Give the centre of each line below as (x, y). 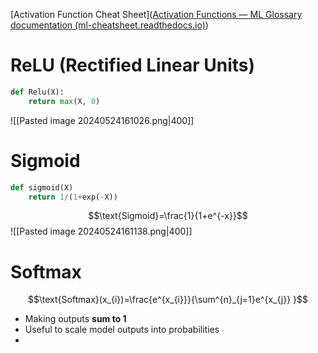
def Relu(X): (37, 92)
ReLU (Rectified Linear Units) (133, 65)
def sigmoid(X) (42, 187)
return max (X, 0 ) (64, 101)
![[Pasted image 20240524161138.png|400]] (101, 231)
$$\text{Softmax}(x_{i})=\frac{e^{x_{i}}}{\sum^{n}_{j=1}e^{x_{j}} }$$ (168, 300)
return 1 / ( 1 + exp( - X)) (73, 197)
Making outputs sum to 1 (75, 319)
